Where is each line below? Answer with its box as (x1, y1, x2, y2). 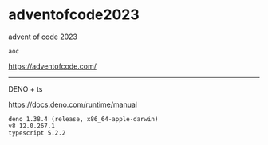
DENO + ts (8, 84, 43, 93)
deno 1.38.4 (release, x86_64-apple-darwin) (8, 115, 159, 123)
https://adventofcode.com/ (8, 61, 97, 71)
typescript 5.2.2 (8, 129, 66, 137)
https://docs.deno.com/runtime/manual (8, 100, 138, 109)
